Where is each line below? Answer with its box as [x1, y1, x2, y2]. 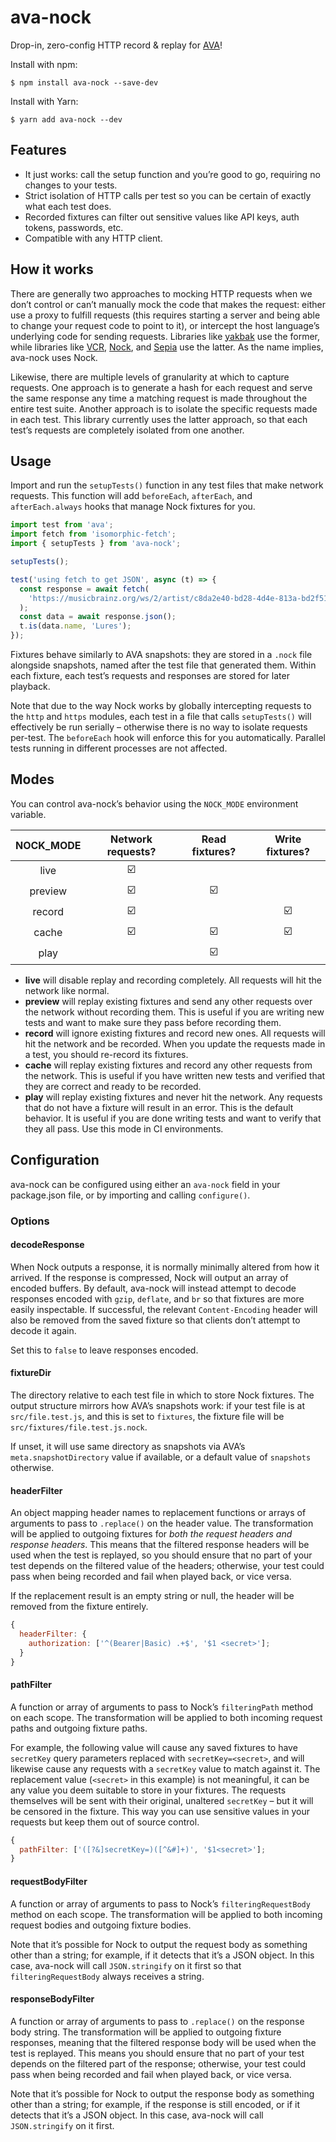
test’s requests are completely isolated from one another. [10, 424, 245, 436]
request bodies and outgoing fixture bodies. [10, 1919, 192, 1931]
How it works [10, 261, 94, 278]
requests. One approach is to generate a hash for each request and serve [10, 381, 313, 393]
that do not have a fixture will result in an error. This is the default [24, 1101, 294, 1113]
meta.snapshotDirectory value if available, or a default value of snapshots [10, 1451, 312, 1463]
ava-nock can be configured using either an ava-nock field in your [10, 1178, 281, 1190]
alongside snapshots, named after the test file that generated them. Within [10, 659, 317, 671]
